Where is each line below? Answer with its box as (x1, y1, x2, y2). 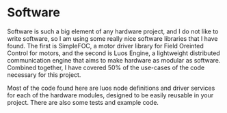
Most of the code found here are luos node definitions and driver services (7, 84, 215, 92)
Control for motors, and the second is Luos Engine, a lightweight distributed (7, 49, 220, 57)
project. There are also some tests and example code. (7, 98, 159, 106)
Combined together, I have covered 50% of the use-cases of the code (7, 63, 205, 71)
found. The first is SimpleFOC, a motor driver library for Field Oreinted (7, 42, 204, 50)
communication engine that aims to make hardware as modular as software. (7, 56, 221, 64)
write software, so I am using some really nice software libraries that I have (7, 34, 218, 42)
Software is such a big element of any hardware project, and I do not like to (7, 27, 219, 35)
